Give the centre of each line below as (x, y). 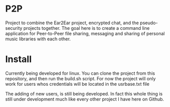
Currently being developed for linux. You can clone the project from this (80, 73)
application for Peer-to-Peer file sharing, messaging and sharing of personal (85, 33)
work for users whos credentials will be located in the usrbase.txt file (77, 84)
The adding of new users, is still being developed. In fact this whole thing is (84, 93)
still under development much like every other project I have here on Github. (85, 99)
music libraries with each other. (38, 39)
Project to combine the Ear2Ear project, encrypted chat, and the (72, 23)
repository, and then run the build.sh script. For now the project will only (80, 78)
